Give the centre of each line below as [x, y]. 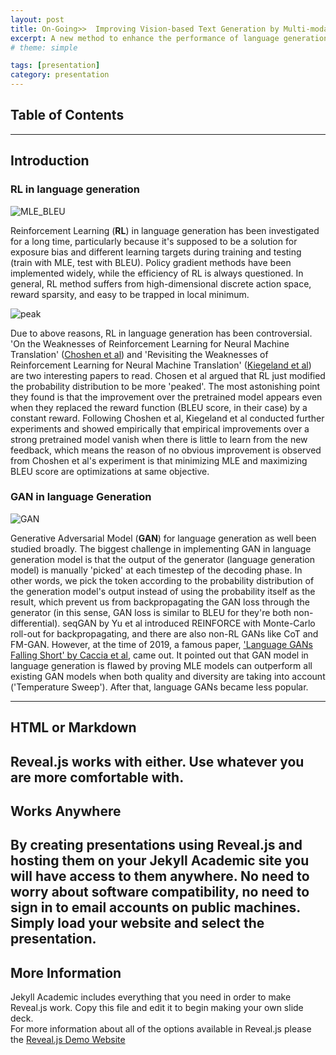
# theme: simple [44, 47]
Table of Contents [67, 115]
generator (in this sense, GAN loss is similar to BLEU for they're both [151, 612]
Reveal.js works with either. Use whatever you [157, 761]
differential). [35, 623]
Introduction [50, 161]
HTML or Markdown [73, 727]
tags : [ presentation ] [55, 66]
